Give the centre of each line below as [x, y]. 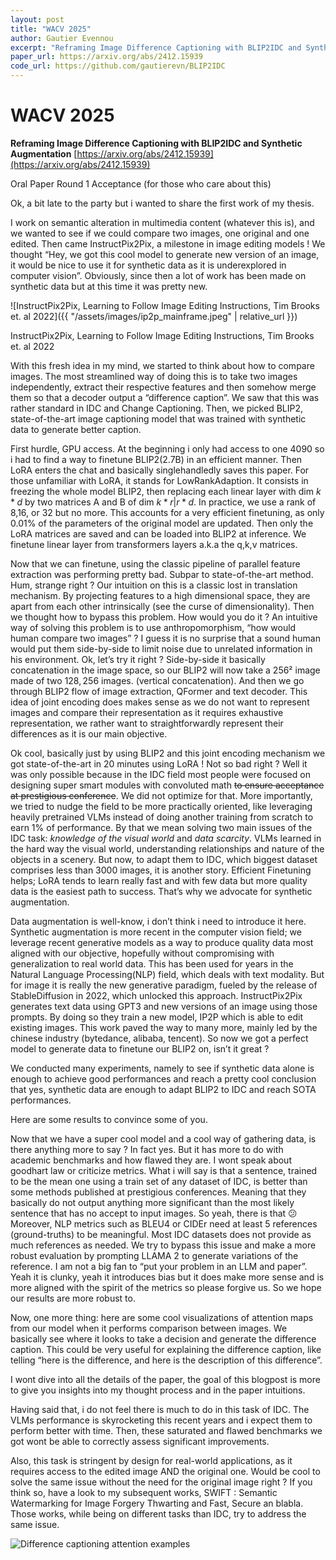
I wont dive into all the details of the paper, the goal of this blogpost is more [165, 1379]
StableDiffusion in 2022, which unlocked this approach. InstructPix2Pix [156, 995]
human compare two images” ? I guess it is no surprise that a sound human [165, 638]
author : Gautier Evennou [62, 38]
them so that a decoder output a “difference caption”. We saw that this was [165, 397]
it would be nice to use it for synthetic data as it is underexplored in [148, 265]
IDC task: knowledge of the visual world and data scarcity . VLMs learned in [166, 838]
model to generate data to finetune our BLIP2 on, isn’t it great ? [140, 1048]
